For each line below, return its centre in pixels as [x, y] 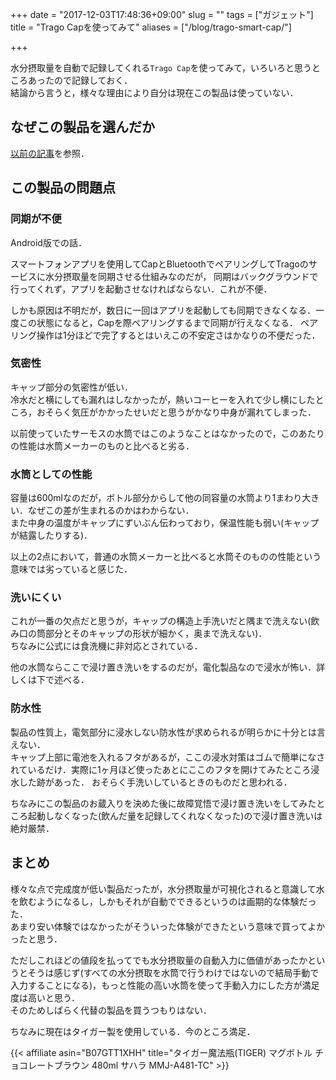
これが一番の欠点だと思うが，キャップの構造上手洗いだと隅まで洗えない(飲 [165, 621]
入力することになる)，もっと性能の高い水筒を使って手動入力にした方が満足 [165, 985]
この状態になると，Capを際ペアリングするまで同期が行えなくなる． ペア [168, 322]
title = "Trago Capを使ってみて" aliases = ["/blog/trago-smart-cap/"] [151, 27]
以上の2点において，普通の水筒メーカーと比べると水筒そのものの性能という [166, 557]
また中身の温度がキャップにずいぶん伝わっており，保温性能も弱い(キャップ [165, 523]
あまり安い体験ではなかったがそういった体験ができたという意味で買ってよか [168, 926]
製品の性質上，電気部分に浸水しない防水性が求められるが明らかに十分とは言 [168, 732]
